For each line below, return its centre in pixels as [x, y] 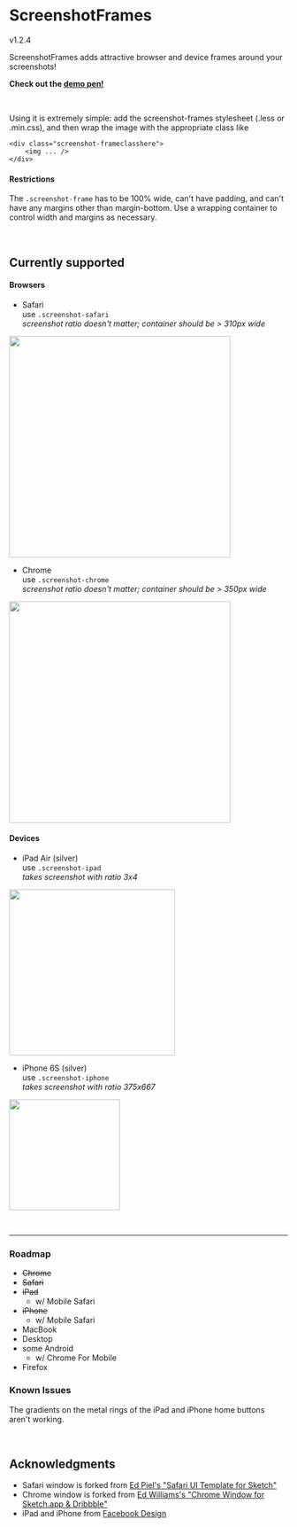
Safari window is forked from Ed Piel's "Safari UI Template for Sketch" [149, 1485]
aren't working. [37, 1419]
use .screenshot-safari [65, 314]
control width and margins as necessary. [83, 217]
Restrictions [32, 179]
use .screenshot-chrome [65, 579]
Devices [24, 838]
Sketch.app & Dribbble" [65, 1504]
